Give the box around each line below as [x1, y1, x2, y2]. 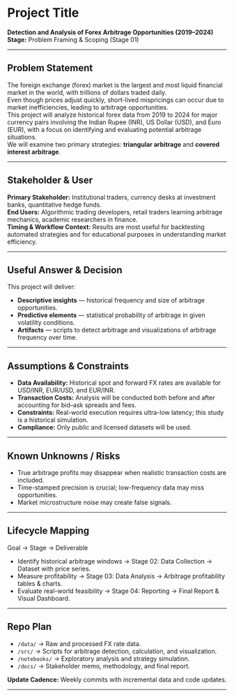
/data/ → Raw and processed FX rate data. [17, 639, 141, 647]
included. [17, 476, 45, 484]
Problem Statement [7, 62, 93, 74]
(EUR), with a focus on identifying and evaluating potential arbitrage [7, 125, 202, 133]
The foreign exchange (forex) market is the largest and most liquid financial [7, 80, 223, 89]
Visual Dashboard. [17, 594, 70, 602]
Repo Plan [7, 621, 52, 633]
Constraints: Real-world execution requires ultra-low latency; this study [17, 409, 224, 417]
